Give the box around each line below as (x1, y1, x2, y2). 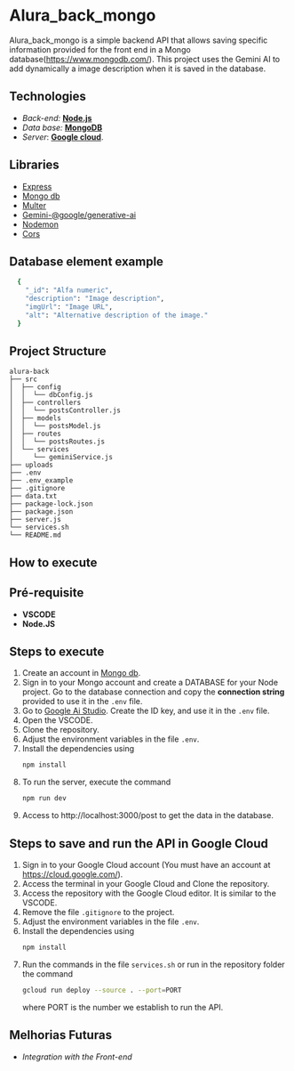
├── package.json (9, 507, 74, 516)
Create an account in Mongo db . (21, 668, 141, 678)
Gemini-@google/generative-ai (21, 209, 136, 220)
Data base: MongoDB (21, 122, 103, 133)
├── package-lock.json (9, 499, 93, 508)
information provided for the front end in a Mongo (9, 44, 191, 54)
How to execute (9, 555, 98, 570)
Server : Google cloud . (21, 131, 104, 142)
